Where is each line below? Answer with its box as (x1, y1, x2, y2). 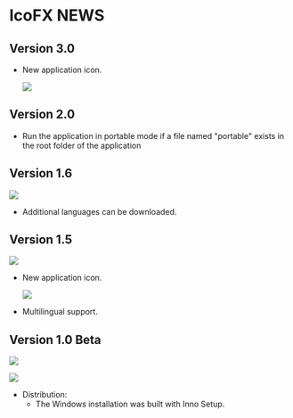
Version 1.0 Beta (9, 332, 102, 348)
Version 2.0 (9, 107, 76, 122)
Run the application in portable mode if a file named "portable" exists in (21, 130, 285, 141)
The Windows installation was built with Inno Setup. (35, 398, 225, 410)
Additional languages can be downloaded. (21, 206, 177, 217)
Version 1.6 (9, 166, 73, 181)
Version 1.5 (9, 233, 73, 248)
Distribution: (21, 389, 68, 400)
